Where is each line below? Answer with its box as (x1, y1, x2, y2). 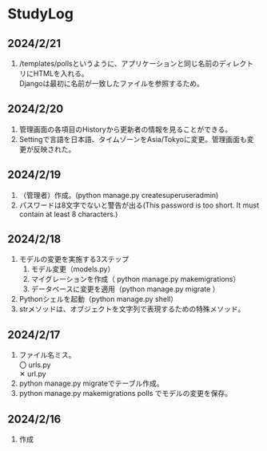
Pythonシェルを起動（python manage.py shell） (18, 295, 177, 304)
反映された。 (33, 144, 76, 154)
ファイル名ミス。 (18, 350, 76, 360)
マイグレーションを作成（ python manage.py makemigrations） (30, 275, 241, 284)
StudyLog (7, 5, 74, 23)
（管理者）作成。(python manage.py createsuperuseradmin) (18, 190, 219, 200)
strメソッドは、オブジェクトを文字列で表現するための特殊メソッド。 (18, 304, 245, 314)
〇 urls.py (18, 360, 51, 370)
